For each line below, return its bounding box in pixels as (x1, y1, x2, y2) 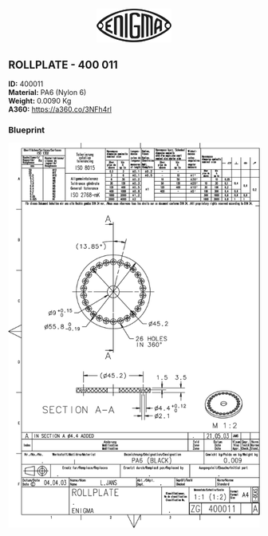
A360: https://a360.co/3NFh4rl (8, 104, 112, 114)
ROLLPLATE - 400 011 (8, 57, 118, 72)
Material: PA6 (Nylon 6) (8, 88, 87, 97)
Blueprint (8, 124, 45, 136)
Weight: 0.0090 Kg (8, 97, 72, 106)
